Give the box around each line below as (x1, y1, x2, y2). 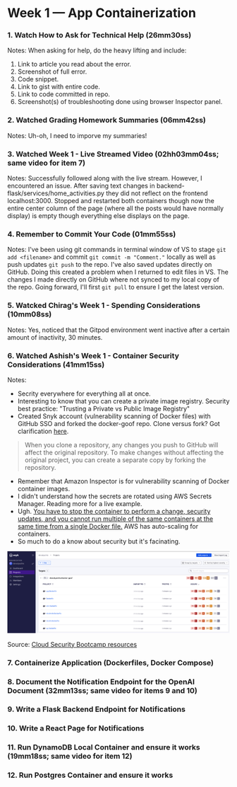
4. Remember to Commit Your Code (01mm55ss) (7, 229, 176, 239)
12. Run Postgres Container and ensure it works (7, 770, 174, 780)
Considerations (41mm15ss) (7, 360, 105, 369)
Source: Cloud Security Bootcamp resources (7, 640, 138, 648)
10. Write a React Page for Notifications (7, 723, 145, 733)
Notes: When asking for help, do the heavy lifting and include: (7, 46, 187, 54)
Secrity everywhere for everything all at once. (17, 389, 151, 398)
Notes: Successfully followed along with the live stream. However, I (7, 174, 202, 183)
